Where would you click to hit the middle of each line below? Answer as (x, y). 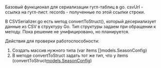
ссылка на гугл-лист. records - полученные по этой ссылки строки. (75, 12)
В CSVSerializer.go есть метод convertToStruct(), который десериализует (81, 21)
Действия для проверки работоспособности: (52, 41)
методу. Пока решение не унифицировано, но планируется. (67, 32)
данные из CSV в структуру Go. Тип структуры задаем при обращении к (81, 27)
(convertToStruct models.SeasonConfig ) (52, 61)
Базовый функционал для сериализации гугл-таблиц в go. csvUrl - (74, 7)
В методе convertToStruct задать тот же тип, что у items (70, 55)
